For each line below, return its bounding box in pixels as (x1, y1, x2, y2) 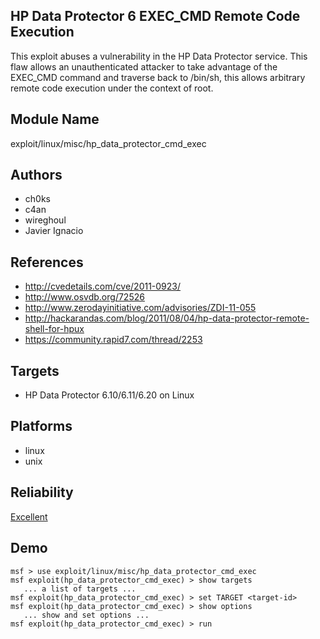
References (10, 254, 84, 271)
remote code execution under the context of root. (10, 82, 214, 94)
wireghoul (24, 214, 67, 226)
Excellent (10, 510, 48, 523)
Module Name (10, 111, 100, 128)
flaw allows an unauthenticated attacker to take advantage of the (10, 60, 278, 73)
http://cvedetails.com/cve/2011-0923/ (24, 280, 182, 293)
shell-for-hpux (24, 323, 85, 335)
